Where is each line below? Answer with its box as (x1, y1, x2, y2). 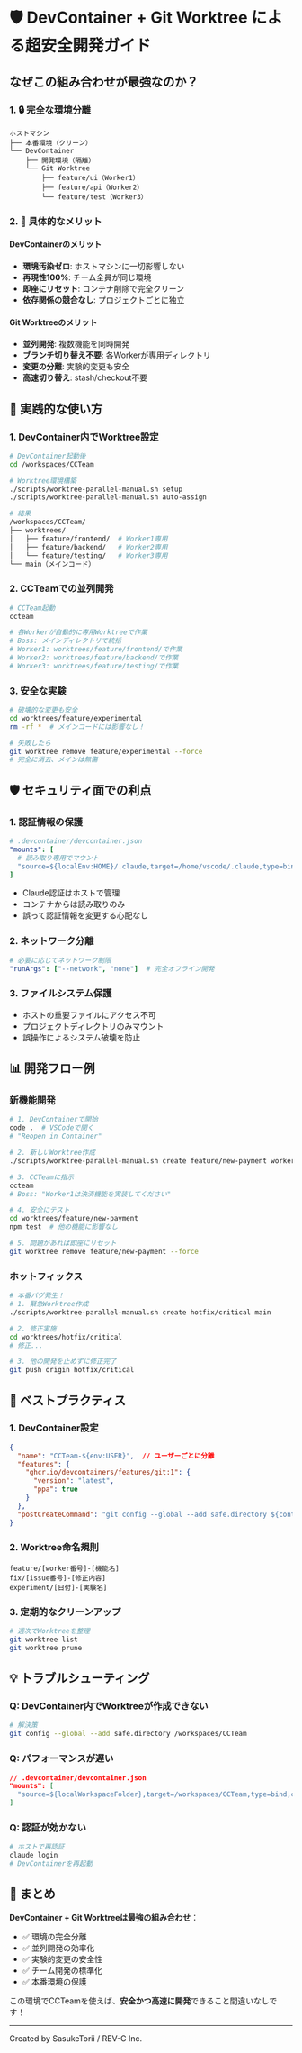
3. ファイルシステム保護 (9, 987, 112, 1000)
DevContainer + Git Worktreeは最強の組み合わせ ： (9, 1912, 200, 1922)
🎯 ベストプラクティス (9, 1393, 126, 1408)
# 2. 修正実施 (9, 1324, 57, 1333)
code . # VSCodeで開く (9, 1123, 94, 1132)
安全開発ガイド (40, 36, 152, 56)
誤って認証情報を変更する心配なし (22, 910, 149, 921)
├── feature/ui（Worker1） (41, 173, 140, 182)
